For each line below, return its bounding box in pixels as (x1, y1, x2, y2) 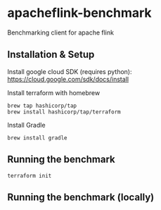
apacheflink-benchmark (7, 5, 153, 21)
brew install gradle (7, 134, 68, 142)
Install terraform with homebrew (7, 88, 101, 97)
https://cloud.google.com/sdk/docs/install (7, 75, 129, 83)
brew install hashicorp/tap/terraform (7, 108, 121, 116)
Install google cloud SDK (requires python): (7, 67, 132, 75)
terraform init (7, 172, 52, 179)
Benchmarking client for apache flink (7, 28, 115, 37)
